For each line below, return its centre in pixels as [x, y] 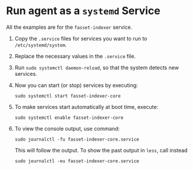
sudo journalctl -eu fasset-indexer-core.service [77, 161]
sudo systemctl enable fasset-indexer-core [69, 118]
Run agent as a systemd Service [83, 11]
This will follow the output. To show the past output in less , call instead [101, 150]
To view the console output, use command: [67, 128]
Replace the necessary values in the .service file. [75, 56]
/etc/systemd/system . [40, 45]
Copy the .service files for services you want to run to [81, 38]
